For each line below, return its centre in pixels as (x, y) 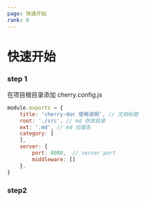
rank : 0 (18, 20)
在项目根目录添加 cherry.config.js (55, 94)
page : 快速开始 (27, 14)
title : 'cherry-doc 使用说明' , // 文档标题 (79, 114)
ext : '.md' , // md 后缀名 (55, 127)
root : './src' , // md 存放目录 (63, 121)
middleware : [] (54, 159)
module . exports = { (35, 108)
